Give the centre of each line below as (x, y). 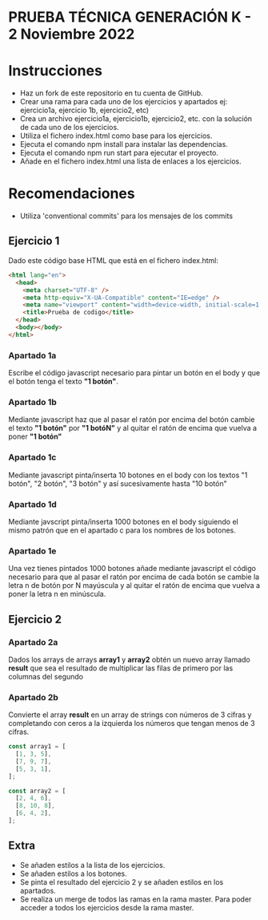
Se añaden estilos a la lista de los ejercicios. (92, 865)
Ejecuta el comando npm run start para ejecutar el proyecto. (119, 153)
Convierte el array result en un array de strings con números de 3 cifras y (130, 715)
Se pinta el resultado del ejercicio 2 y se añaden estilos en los (122, 881)
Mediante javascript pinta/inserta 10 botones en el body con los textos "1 (128, 475)
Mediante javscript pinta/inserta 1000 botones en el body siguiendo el (123, 521)
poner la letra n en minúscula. (57, 594)
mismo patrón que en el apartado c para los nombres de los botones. (122, 530)
